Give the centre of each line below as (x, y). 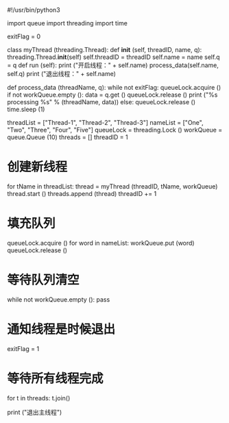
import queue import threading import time (68, 23)
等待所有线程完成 (56, 378)
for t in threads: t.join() (39, 398)
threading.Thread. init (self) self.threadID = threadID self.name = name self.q (114, 57)
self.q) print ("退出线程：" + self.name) (62, 74)
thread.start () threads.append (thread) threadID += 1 (82, 193)
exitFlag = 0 (24, 36)
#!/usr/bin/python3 (34, 10)
